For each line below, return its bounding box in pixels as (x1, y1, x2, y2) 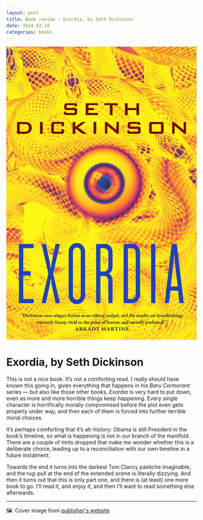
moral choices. (6, 414, 43, 421)
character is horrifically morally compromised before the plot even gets (6, 401, 184, 408)
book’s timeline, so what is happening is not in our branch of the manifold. (6, 432, 190, 439)
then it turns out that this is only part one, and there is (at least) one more (6, 476, 188, 483)
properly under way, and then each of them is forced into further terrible (6, 407, 186, 415)
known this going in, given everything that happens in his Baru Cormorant (6, 382, 190, 389)
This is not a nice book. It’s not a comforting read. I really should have (6, 375, 179, 382)
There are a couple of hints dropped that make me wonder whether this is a (6, 438, 195, 445)
